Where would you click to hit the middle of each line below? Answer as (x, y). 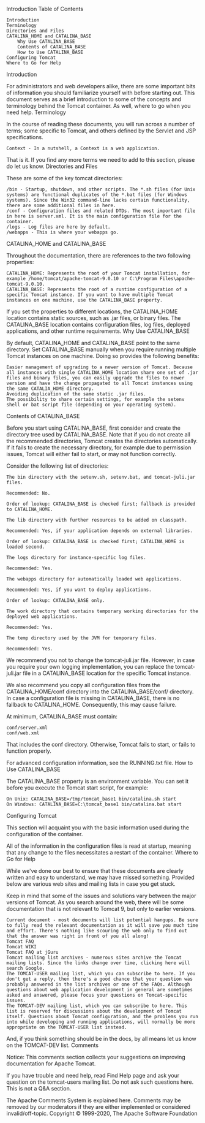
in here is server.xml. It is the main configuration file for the (94, 216)
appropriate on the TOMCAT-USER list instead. (67, 1027)
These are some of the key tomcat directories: (65, 178)
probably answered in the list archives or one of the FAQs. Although (98, 984)
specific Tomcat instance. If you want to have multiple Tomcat (90, 295)
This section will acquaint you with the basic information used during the (98, 828)
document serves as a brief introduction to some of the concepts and (94, 99)
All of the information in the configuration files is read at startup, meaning (99, 846)
